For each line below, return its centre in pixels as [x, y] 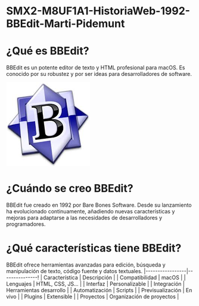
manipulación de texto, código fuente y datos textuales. [74, 271]
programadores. [26, 224]
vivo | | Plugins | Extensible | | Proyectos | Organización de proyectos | [93, 296]
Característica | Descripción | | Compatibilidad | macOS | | [115, 277]
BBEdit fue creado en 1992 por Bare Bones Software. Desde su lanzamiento [99, 205]
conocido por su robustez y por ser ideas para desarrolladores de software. [99, 74]
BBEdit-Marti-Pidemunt [66, 24]
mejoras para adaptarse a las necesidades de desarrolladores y [84, 218]
